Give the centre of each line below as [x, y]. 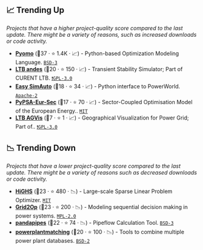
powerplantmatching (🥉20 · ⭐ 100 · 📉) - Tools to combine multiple [100, 232]
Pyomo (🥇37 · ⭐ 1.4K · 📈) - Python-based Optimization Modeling [97, 53]
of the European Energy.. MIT [51, 111]
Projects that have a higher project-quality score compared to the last [95, 28]
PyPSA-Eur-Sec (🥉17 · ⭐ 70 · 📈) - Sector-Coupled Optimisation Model [104, 102]
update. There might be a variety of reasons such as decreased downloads [102, 172]
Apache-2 [26, 96]
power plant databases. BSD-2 [52, 240]
